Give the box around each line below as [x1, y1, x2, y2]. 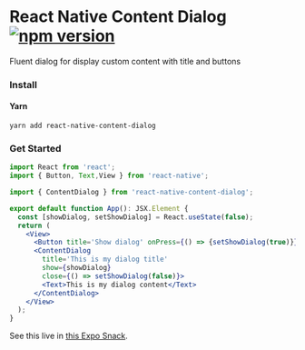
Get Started [9, 142, 62, 155]
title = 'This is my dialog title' [42, 255, 169, 265]
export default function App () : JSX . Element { [9, 204, 189, 213]
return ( [17, 221, 51, 230]
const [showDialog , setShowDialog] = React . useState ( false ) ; [17, 212, 254, 222]
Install [9, 78, 38, 91]
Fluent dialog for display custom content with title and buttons [9, 55, 241, 66]
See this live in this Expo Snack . [9, 330, 129, 342]
